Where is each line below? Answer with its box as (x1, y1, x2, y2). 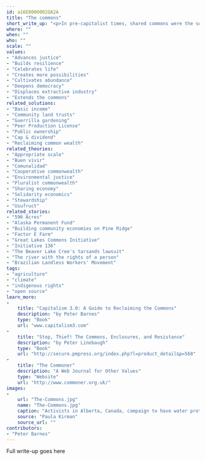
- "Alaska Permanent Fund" (6, 220, 75, 226)
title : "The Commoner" (17, 362, 75, 368)
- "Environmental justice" (6, 174, 75, 181)
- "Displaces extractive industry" (6, 89, 97, 95)
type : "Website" (17, 373, 59, 380)
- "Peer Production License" (6, 123, 81, 129)
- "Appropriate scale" (6, 151, 64, 158)
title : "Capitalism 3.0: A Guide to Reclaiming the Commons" (17, 305, 177, 311)
